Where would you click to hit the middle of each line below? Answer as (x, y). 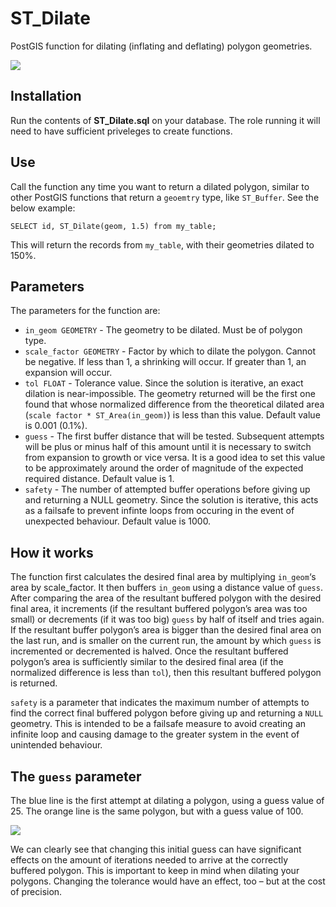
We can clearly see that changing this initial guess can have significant (156, 849)
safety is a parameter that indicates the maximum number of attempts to (160, 703)
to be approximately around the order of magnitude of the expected (164, 468)
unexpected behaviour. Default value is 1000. (118, 521)
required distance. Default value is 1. (99, 479)
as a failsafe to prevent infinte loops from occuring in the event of (159, 511)
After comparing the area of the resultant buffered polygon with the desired (166, 598)
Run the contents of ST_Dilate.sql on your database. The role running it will (165, 120)
